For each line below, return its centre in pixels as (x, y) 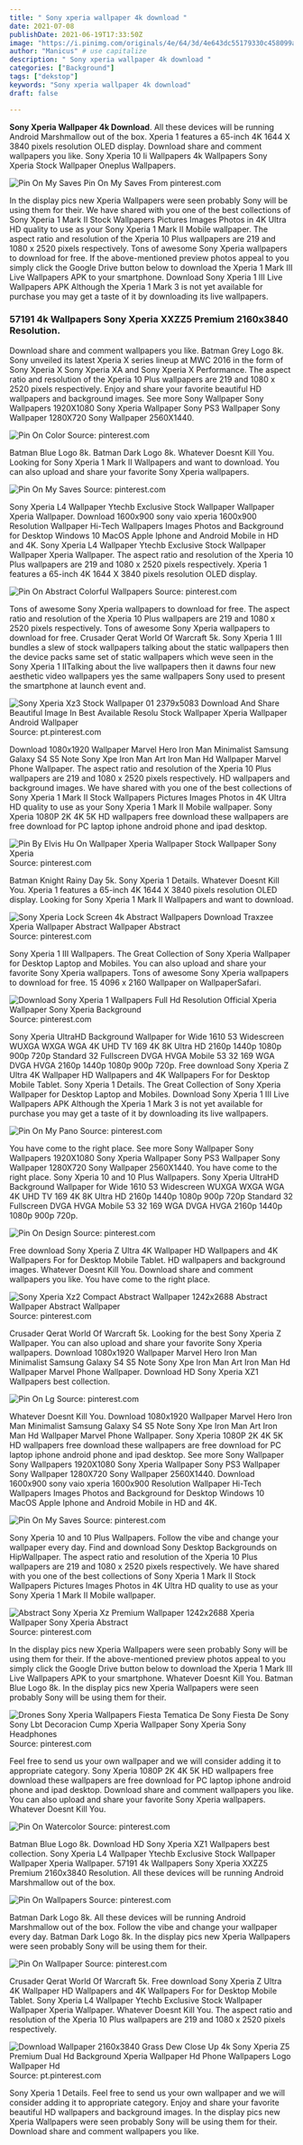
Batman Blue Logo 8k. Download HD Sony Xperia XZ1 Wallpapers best (140, 1843)
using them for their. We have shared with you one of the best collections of (150, 209)
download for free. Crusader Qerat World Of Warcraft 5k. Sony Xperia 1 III (146, 637)
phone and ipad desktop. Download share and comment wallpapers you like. (151, 1789)
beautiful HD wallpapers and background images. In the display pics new (145, 2112)
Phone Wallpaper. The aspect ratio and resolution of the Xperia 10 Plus (141, 768)
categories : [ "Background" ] (62, 69)
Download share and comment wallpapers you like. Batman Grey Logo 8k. (147, 350)
